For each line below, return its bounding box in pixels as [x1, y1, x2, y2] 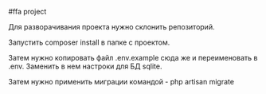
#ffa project [8, 7, 47, 16]
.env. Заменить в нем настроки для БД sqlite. [8, 61, 162, 71]
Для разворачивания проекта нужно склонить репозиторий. [8, 22, 215, 31]
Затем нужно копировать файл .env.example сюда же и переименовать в [8, 53, 258, 62]
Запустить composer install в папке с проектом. [8, 37, 170, 47]
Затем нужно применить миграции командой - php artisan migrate [8, 77, 235, 86]
